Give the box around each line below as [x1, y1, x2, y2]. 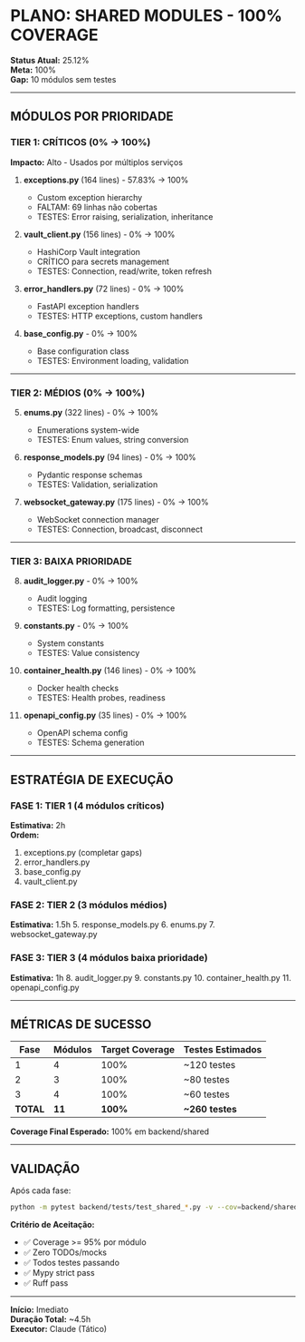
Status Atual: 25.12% [10, 54, 90, 65]
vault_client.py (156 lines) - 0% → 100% [23, 229, 176, 240]
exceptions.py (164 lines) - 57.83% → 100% [23, 174, 189, 185]
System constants [36, 638, 105, 649]
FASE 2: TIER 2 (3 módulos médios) [10, 898, 167, 911]
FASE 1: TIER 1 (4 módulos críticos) [10, 799, 166, 812]
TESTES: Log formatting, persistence [36, 602, 176, 613]
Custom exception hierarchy [36, 191, 143, 202]
